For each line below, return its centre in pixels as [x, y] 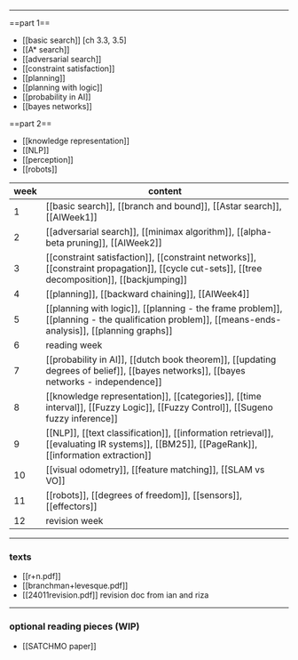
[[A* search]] [46, 49]
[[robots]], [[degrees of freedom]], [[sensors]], [144, 495]
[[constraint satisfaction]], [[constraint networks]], [151, 257]
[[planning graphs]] [132, 330]
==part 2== [31, 124]
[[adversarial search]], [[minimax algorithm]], [140, 232]
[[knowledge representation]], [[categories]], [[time [153, 396]
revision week [74, 521]
